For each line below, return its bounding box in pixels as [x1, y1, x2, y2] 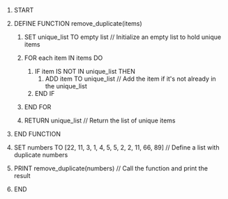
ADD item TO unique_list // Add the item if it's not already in [45, 74, 216, 83]
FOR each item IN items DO [24, 54, 103, 62]
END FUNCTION [13, 130, 61, 138]
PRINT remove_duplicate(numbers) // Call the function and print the [13, 164, 208, 173]
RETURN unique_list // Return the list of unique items [24, 116, 176, 125]
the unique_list [45, 82, 87, 90]
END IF [34, 90, 55, 97]
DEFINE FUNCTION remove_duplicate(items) [13, 19, 143, 27]
